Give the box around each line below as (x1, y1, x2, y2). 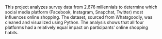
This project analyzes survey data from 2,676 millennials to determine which (5, 4, 158, 10)
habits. (5, 30, 18, 35)
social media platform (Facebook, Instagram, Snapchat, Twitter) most (5, 9, 143, 15)
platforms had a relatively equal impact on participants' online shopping (5, 25, 148, 30)
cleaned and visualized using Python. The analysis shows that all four (5, 19, 144, 25)
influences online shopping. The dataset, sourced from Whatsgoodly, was (5, 14, 153, 20)
